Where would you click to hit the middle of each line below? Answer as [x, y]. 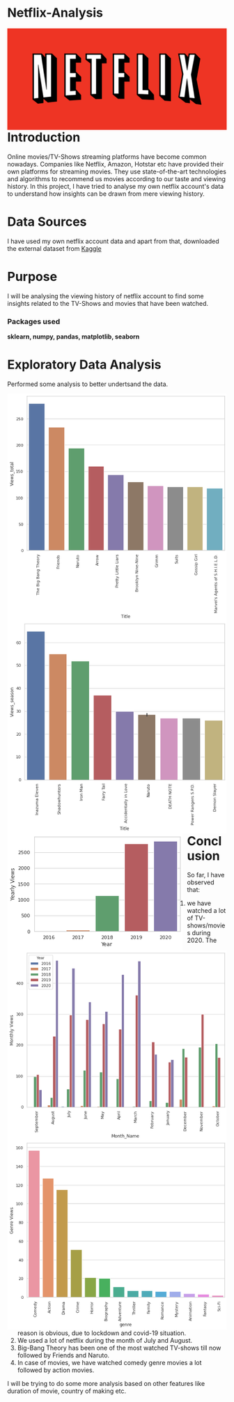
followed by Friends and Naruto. [63, 1355]
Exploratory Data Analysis [84, 365]
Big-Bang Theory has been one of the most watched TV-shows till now [119, 1348]
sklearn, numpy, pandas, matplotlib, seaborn [73, 337]
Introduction [44, 138]
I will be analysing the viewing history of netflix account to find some [106, 296]
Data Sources [47, 222]
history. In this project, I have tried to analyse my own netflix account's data [116, 186]
